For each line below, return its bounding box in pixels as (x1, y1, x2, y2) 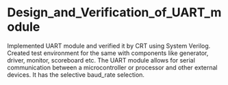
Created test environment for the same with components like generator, (7, 49, 209, 57)
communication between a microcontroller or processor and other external (7, 63, 218, 71)
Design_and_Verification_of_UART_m (7, 5, 222, 20)
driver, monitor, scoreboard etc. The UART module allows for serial (7, 56, 195, 64)
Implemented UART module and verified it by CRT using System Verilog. (7, 41, 211, 50)
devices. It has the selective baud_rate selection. (7, 70, 145, 79)
